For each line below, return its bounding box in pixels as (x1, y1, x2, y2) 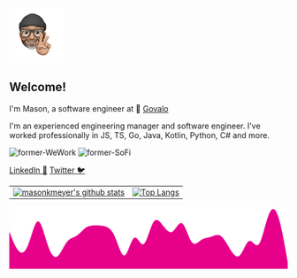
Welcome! (9, 80, 66, 95)
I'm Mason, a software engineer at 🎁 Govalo (9, 103, 169, 113)
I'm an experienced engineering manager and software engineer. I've (9, 120, 261, 131)
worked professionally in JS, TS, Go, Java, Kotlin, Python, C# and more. (9, 129, 270, 140)
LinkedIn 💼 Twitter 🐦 (9, 165, 86, 175)
